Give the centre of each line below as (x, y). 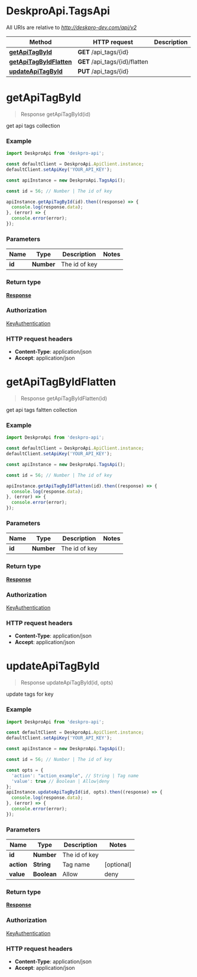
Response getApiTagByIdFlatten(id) (64, 398)
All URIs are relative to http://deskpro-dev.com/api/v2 (72, 27)
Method (41, 42)
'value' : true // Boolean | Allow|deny (61, 781)
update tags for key (30, 694)
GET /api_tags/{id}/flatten (113, 62)
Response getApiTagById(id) (55, 114)
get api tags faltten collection (42, 410)
